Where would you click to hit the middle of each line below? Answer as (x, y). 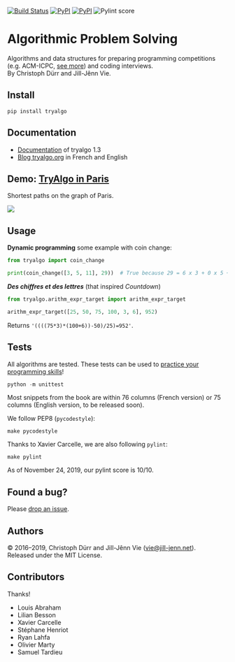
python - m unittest (36, 384)
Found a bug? (37, 492)
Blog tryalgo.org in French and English (72, 157)
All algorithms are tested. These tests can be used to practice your (103, 364)
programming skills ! (36, 371)
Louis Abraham (39, 607)
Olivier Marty (36, 645)
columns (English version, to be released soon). (76, 405)
